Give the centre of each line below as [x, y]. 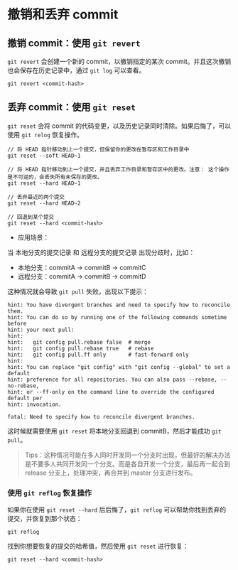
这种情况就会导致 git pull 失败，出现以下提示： [78, 291]
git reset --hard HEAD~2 [44, 203]
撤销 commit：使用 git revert [74, 43]
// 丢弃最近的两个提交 [36, 197]
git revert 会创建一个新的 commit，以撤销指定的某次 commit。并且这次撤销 [119, 61]
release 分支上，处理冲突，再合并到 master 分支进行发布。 [110, 473]
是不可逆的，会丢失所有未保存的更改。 [55, 177]
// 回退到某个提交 [31, 217]
